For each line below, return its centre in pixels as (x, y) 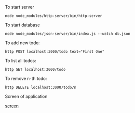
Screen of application (26, 96)
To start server (20, 7)
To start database (22, 25)
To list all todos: (20, 61)
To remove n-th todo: (26, 79)
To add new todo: (22, 43)
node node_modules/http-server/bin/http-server (54, 16)
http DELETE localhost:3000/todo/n (41, 87)
